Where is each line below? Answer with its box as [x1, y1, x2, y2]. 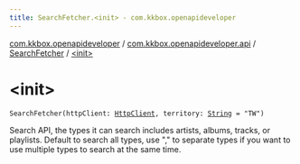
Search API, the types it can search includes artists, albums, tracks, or [9, 124, 271, 135]
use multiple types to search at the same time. [9, 143, 182, 154]
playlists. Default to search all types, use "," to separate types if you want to [9, 134, 291, 145]
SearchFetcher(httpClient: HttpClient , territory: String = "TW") [9, 109, 265, 118]
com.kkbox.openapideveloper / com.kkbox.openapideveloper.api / [9, 38, 257, 49]
